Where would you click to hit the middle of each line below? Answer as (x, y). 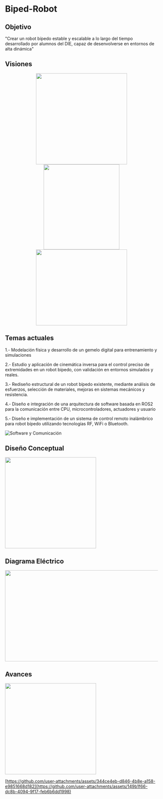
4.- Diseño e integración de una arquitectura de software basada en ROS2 (79, 404)
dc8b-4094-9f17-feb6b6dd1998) (38, 792)
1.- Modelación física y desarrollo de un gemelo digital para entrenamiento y (81, 350)
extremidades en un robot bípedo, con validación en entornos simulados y (79, 369)
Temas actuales (30, 338)
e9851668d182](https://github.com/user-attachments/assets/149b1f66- (76, 786)
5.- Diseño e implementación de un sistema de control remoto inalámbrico (79, 418)
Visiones (19, 64)
